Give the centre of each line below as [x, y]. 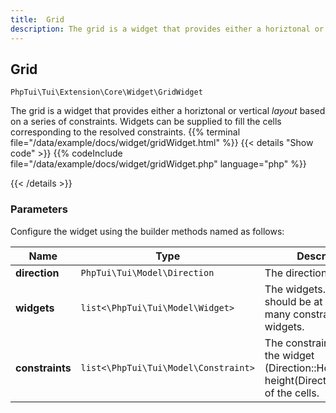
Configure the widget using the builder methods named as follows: [147, 231]
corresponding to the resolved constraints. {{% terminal [125, 132]
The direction [296, 273]
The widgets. [295, 289]
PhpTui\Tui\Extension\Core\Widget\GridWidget [106, 92]
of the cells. [292, 393]
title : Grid [37, 19]
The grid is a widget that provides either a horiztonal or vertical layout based [168, 111]
